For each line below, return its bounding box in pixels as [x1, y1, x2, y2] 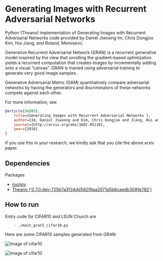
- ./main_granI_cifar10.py [14, 223, 68, 228]
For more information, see [5, 99, 57, 105]
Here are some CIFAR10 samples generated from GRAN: [5, 231, 117, 237]
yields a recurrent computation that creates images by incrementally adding [5, 60, 157, 65]
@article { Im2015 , [5, 108, 40, 114]
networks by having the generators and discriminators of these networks [5, 84, 151, 90]
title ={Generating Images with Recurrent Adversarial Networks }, [14, 113, 151, 118]
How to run [5, 200, 39, 209]
